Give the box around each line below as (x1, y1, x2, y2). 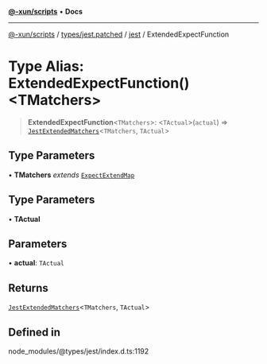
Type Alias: (8, 57, 85, 76)
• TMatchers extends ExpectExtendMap (8, 170, 135, 180)
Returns (8, 281, 49, 295)
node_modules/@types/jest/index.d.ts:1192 (8, 347, 149, 356)
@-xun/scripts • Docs (8, 7, 83, 16)
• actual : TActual (8, 258, 65, 268)
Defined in (8, 325, 61, 339)
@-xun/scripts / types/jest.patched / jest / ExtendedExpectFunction (8, 29, 230, 39)
